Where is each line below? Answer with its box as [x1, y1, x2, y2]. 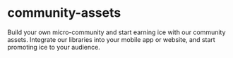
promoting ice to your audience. [7, 43, 100, 51]
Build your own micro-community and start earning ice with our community [7, 28, 226, 36]
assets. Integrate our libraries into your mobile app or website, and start [7, 35, 215, 43]
